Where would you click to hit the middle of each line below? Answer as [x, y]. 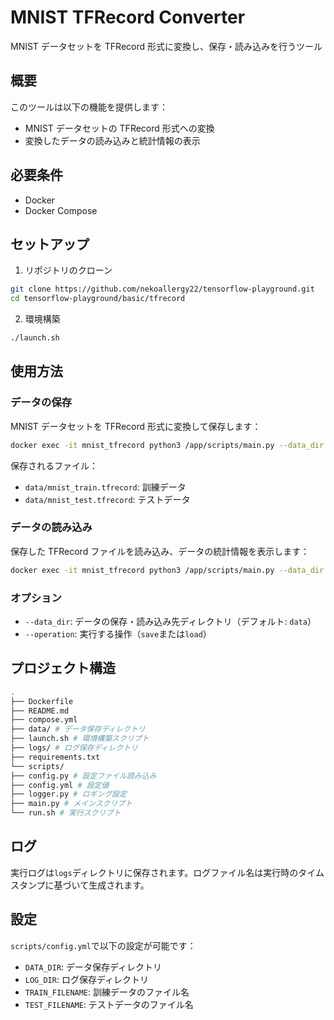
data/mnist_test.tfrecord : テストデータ [107, 499]
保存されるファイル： [54, 465]
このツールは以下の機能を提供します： [89, 107]
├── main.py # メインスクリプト [71, 804]
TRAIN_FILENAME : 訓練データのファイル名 [107, 992]
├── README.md [40, 711]
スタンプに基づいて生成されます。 [80, 885]
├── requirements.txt [55, 757]
